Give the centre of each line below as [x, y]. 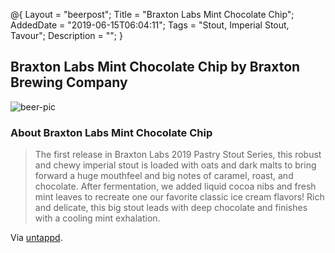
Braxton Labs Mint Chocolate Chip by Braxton [155, 67]
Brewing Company [69, 82]
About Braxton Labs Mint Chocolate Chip [111, 132]
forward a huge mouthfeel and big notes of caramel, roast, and [164, 176]
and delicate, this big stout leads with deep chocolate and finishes [171, 208]
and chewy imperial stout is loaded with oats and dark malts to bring [175, 165]
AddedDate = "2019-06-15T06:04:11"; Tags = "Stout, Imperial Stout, [150, 25]
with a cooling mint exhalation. [97, 218]
